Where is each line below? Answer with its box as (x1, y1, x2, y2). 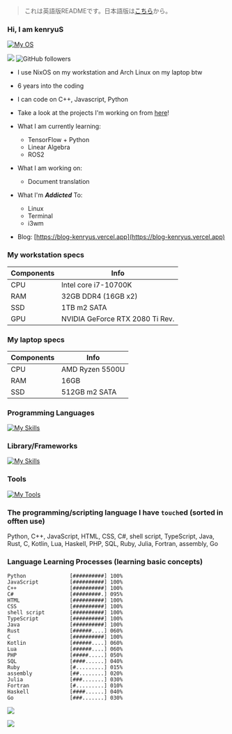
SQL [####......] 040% (7, 658, 123, 665)
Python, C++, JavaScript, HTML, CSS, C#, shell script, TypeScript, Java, (7, 532, 215, 540)
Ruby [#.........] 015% (7, 664, 123, 671)
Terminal (27, 212, 54, 220)
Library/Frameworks (7, 442, 78, 451)
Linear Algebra (27, 143, 71, 152)
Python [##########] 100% (7, 572, 123, 580)
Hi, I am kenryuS (7, 24, 64, 34)
